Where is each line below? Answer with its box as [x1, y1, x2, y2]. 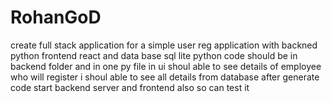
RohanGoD [10, 6, 102, 29]
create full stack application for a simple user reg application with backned [10, 39, 318, 51]
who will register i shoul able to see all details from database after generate [10, 71, 320, 83]
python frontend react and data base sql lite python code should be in [10, 49, 298, 61]
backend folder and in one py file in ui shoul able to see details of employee [10, 60, 322, 72]
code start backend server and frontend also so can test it [10, 81, 250, 93]
